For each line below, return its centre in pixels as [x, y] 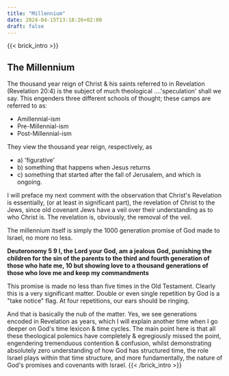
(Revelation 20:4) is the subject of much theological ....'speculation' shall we [114, 91]
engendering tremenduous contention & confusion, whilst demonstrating [109, 343]
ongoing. [29, 182]
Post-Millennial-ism [44, 134]
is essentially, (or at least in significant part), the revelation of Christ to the [111, 202]
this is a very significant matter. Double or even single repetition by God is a [113, 294]
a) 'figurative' [36, 160]
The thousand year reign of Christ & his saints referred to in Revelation [106, 84]
